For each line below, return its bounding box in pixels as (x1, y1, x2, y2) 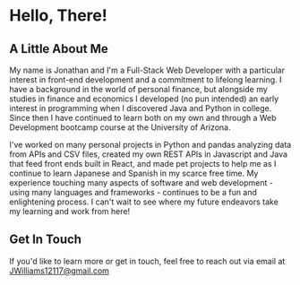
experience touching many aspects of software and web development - (9, 177, 273, 188)
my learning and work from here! (9, 206, 131, 216)
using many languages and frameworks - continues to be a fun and (9, 187, 258, 197)
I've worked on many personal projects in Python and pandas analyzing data (9, 140, 292, 150)
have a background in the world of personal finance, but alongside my (9, 84, 269, 94)
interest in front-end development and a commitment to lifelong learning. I (9, 74, 282, 85)
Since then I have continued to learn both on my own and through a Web (9, 113, 277, 123)
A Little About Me (9, 41, 109, 56)
